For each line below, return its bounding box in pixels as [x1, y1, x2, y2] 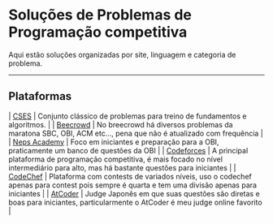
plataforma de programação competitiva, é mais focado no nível [8, 154, 223, 164]
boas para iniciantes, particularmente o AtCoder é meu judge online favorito [8, 197, 262, 207]
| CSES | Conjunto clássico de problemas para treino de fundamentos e [8, 111, 247, 121]
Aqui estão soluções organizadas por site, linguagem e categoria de [8, 50, 236, 59]
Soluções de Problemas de [8, 6, 193, 24]
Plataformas [8, 89, 72, 103]
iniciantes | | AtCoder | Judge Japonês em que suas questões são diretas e [8, 188, 260, 198]
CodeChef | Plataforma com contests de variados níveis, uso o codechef [8, 171, 252, 181]
